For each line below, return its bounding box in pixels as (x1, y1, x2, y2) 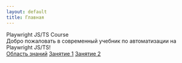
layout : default (6, 8, 47, 15)
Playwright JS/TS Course (6, 31, 69, 38)
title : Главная (6, 14, 45, 20)
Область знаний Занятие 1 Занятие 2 (6, 50, 101, 57)
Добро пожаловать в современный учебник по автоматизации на (6, 37, 177, 44)
